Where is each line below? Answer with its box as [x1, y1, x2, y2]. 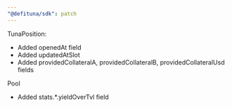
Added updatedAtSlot [17, 50, 81, 59]
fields [17, 65, 34, 74]
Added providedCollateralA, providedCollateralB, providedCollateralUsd [17, 58, 225, 67]
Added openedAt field [17, 43, 82, 51]
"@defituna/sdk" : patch [7, 10, 77, 18]
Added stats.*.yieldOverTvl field [17, 93, 109, 101]
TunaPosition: [7, 29, 47, 38]
